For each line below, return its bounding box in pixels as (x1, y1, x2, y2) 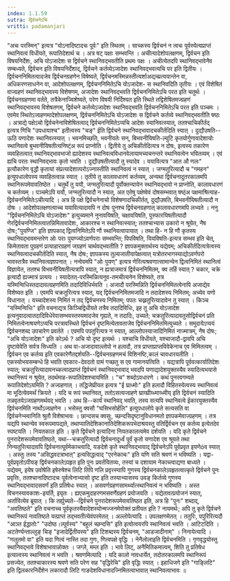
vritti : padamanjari (7, 23, 66, 29)
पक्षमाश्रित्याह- (191, 188, 220, 196)
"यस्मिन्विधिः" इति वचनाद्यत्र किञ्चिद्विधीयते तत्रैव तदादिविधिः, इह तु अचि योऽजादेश (7, 304, 180, 312)
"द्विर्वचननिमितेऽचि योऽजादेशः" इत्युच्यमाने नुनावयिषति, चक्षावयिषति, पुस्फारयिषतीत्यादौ (7, 211, 187, 220)
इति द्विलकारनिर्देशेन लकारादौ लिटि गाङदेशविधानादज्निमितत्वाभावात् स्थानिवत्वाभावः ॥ (7, 567, 186, 575)
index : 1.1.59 (7, 10, 48, 17)
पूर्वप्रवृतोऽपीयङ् (7, 458, 38, 466)
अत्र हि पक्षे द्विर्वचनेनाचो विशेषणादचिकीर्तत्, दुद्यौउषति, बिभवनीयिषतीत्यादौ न (61, 196, 219, 204)
